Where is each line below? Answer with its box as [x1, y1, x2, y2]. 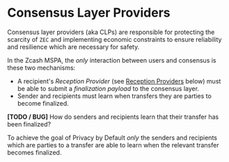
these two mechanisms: [7, 63, 76, 72]
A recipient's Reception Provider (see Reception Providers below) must [17, 76, 221, 85]
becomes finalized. [7, 148, 62, 156]
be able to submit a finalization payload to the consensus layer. [17, 84, 200, 92]
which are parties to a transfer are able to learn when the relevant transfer [7, 140, 219, 149]
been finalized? [7, 120, 52, 128]
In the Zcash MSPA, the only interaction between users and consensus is [7, 56, 216, 64]
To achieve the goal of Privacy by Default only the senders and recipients [7, 133, 218, 142]
